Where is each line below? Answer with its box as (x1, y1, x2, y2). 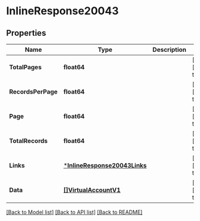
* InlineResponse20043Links (63, 161, 147, 169)
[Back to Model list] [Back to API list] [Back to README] (6, 208, 143, 216)
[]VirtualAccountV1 (63, 186, 121, 194)
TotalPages (9, 63, 42, 71)
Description (152, 46, 186, 54)
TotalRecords (9, 137, 48, 145)
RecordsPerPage (9, 88, 58, 96)
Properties (6, 28, 46, 38)
